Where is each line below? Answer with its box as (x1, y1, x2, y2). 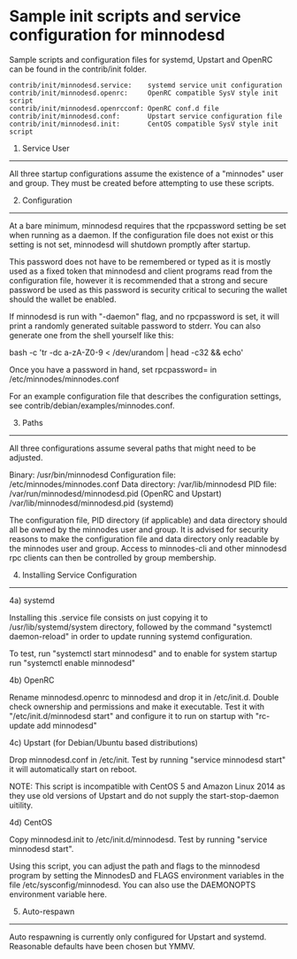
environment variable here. (9, 888, 108, 900)
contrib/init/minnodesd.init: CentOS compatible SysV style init (9, 120, 278, 128)
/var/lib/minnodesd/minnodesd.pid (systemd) (9, 498, 174, 508)
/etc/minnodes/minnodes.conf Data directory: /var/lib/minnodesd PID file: (9, 478, 277, 489)
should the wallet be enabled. (9, 294, 117, 305)
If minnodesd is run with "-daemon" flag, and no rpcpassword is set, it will (9, 311, 280, 321)
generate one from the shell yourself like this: (9, 329, 174, 340)
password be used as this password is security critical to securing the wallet (9, 284, 287, 295)
